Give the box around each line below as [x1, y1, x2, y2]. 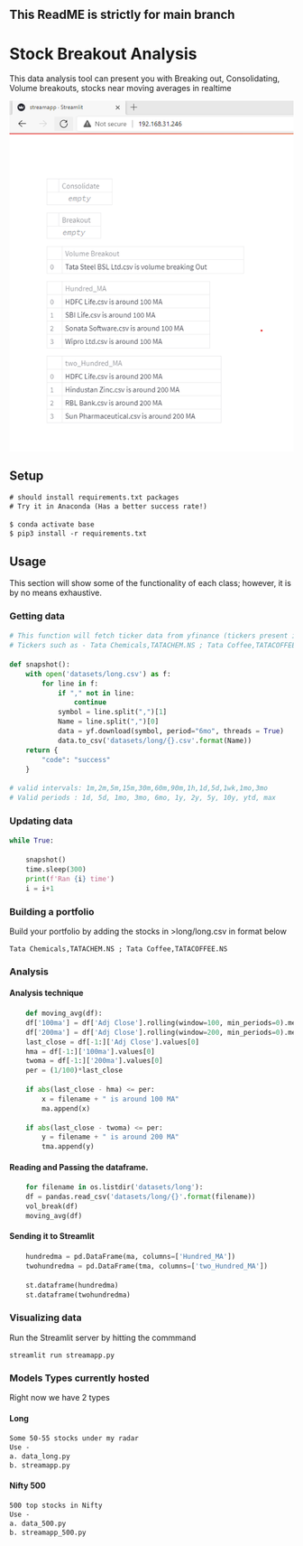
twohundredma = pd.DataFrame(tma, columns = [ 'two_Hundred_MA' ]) [25, 1262, 269, 1271]
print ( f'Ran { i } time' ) [25, 874, 115, 883]
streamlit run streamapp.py [9, 1350, 115, 1360]
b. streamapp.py [9, 1461, 70, 1470]
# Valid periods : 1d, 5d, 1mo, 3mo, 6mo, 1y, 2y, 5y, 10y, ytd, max [9, 794, 277, 803]
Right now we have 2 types [9, 1392, 110, 1402]
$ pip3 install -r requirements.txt [9, 529, 147, 538]
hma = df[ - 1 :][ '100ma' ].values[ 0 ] [25, 1047, 155, 1056]
